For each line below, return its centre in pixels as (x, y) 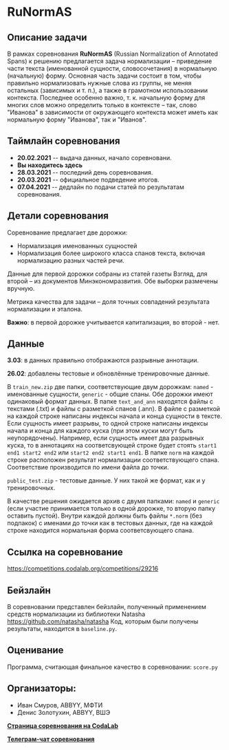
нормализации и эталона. (45, 309)
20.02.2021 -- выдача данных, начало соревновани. (94, 157)
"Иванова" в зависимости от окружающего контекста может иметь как (113, 112)
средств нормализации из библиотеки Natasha (76, 614)
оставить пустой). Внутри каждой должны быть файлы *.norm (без (105, 516)
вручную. (21, 288)
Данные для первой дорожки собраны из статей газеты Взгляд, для (107, 274)
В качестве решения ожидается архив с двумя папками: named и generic (113, 501)
